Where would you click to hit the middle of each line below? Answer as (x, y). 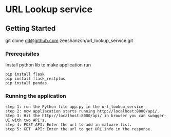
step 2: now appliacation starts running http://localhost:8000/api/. (82, 111)
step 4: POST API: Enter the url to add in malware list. (69, 124)
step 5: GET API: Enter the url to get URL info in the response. (79, 129)
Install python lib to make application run (48, 65)
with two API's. (30, 120)
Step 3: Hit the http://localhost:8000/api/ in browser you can (75, 116)
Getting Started (31, 28)
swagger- (157, 116)
